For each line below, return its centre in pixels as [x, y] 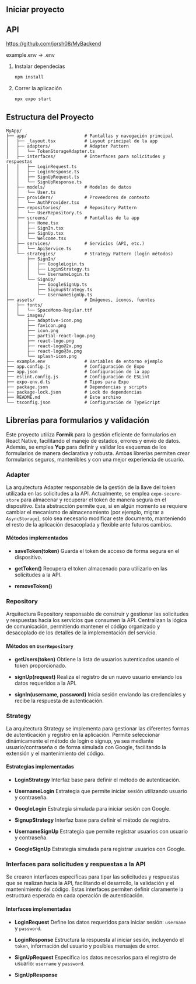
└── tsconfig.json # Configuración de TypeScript [83, 402]
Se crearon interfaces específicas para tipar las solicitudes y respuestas [93, 877]
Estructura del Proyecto [50, 117]
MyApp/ [14, 131]
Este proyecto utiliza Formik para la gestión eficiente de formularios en [91, 434]
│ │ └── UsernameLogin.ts [48, 274]
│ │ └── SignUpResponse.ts [44, 182]
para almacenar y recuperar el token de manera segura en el [93, 500]
